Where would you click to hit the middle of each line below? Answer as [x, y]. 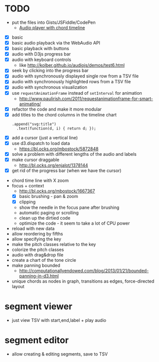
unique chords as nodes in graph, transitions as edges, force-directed [83, 281]
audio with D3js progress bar [41, 54]
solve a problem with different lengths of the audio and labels [74, 154]
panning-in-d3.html [39, 276]
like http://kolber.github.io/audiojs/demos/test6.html [72, 65]
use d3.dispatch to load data [41, 143]
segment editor [37, 340]
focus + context [28, 186]
